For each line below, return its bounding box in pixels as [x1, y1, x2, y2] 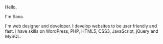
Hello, [5, 4, 17, 10]
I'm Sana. [5, 14, 24, 19]
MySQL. [5, 34, 22, 39]
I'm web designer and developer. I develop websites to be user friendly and [5, 23, 157, 29]
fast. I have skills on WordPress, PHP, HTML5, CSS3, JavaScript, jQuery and [5, 28, 159, 34]
